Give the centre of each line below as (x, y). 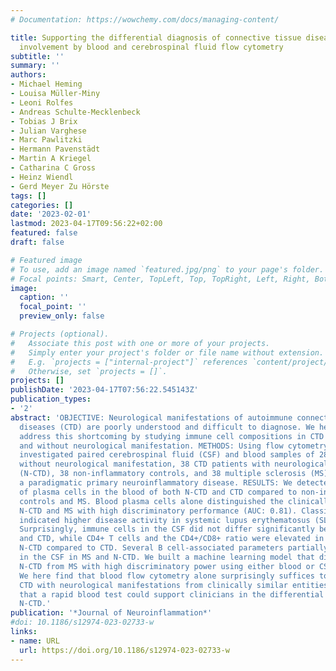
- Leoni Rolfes (42, 102)
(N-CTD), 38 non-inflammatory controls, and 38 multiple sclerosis (163, 474)
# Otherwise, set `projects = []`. (89, 371)
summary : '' (35, 66)
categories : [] (42, 205)
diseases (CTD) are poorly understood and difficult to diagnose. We (167, 427)
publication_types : (51, 399)
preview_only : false (62, 316)
